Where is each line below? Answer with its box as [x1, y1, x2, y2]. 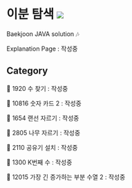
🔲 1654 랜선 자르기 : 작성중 [6, 114, 79, 122]
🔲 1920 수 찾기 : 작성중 [6, 84, 68, 92]
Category [6, 65, 48, 77]
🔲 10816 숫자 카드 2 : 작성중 [6, 99, 82, 108]
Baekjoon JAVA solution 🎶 [6, 29, 80, 38]
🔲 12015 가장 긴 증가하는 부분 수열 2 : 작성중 [6, 173, 126, 181]
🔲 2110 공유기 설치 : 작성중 [6, 143, 78, 151]
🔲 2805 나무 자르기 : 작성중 [6, 128, 81, 137]
